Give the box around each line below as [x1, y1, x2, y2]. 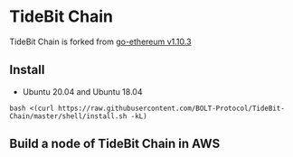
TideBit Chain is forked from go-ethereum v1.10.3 [9, 36, 192, 47]
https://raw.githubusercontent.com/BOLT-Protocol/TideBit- [57, 104, 285, 113]
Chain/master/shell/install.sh [9, 111, 128, 121]
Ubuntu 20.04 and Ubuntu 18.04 [22, 86, 143, 97]
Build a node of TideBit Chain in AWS [9, 136, 221, 152]
